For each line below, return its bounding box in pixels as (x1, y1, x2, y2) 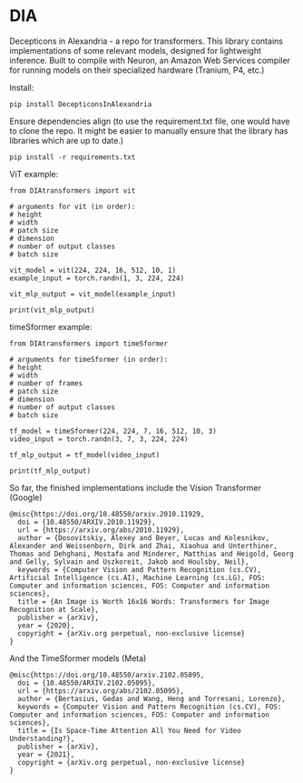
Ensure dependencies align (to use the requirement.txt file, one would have (9, 115, 290, 126)
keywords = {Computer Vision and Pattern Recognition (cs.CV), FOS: (17, 702, 282, 711)
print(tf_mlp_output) (9, 466, 92, 476)
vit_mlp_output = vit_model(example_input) (9, 289, 177, 298)
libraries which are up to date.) (9, 135, 124, 146)
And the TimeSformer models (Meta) (9, 652, 147, 664)
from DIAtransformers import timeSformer (9, 338, 169, 348)
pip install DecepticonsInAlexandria (9, 99, 152, 109)
